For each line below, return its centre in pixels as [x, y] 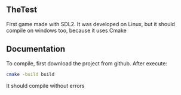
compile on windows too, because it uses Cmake [66, 30]
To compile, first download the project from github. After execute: [87, 63]
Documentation [36, 49]
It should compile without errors [45, 85]
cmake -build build [30, 74]
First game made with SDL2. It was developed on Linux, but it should [90, 24]
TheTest [22, 10]
